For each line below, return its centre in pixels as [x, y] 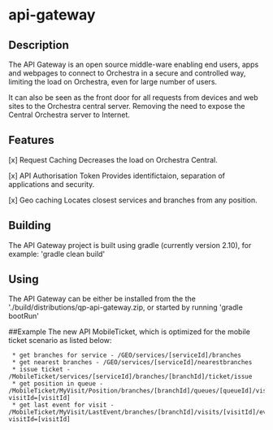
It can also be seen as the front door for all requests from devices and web [133, 98]
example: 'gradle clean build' [57, 254]
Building [30, 226]
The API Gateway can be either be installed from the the [102, 299]
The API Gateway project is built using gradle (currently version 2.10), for [130, 245]
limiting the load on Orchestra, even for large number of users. [113, 82]
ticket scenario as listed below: [60, 341]
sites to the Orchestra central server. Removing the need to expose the [127, 106]
